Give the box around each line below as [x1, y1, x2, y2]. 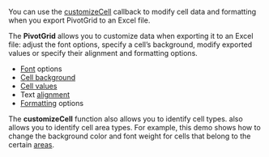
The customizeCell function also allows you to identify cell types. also [8, 114, 243, 124]
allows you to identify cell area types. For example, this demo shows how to [8, 123, 261, 132]
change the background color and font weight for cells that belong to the [8, 131, 251, 141]
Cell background [19, 73, 75, 82]
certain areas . [8, 140, 55, 149]
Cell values [19, 81, 58, 91]
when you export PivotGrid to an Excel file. [8, 15, 151, 25]
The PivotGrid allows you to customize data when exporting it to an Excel [8, 32, 254, 40]
